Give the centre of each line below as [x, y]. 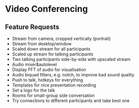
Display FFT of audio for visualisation [49, 70]
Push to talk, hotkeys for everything [47, 80]
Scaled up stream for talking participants [53, 54]
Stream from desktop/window [42, 44]
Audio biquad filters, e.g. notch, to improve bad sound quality [73, 75]
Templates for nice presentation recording [54, 85]
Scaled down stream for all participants [51, 49]
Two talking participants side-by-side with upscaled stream [71, 59]
